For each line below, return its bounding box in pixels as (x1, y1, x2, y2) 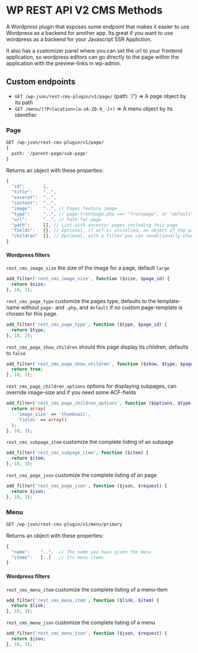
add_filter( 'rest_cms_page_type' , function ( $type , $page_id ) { (6, 321, 167, 327)
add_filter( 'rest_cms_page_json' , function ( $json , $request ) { (6, 483, 167, 489)
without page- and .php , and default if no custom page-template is (21, 304, 183, 311)
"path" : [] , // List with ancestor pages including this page (11, 222, 178, 228)
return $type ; (11, 327, 46, 333)
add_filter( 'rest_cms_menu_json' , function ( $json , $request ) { (6, 631, 167, 636)
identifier (14, 111, 37, 118)
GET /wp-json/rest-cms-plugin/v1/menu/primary (6, 521, 123, 527)
